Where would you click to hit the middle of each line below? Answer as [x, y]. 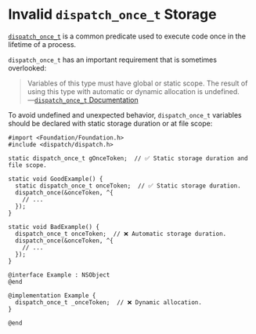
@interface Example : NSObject [59, 275]
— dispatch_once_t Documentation [83, 100]
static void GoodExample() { [56, 179]
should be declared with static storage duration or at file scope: [110, 123]
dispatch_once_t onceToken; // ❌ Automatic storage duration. [121, 234]
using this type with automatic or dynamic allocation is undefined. [133, 91]
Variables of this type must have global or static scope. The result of [137, 83]
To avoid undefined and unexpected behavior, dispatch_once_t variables [125, 114]
